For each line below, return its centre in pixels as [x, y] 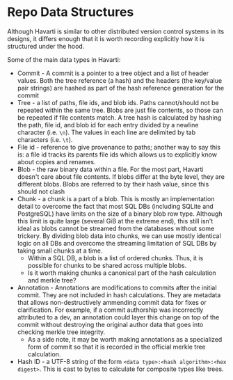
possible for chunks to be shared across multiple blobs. [107, 265]
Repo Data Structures [71, 12]
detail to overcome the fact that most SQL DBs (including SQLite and [115, 206]
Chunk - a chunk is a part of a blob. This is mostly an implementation [116, 198]
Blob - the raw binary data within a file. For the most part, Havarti [110, 169]
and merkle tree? [52, 280]
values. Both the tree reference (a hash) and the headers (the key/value [120, 80]
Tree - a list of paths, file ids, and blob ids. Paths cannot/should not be [118, 102]
